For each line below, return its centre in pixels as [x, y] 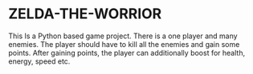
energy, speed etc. [39, 61]
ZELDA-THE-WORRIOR [85, 14]
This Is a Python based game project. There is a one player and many [123, 36]
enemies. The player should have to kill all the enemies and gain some [124, 44]
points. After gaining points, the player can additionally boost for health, [127, 53]
